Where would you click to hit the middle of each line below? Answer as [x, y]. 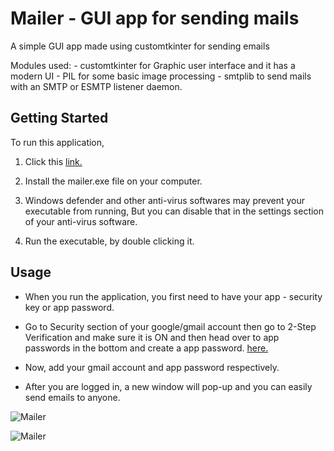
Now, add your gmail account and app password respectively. [152, 367]
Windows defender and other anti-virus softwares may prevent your [165, 200]
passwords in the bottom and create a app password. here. [146, 348]
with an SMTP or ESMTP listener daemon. [96, 86]
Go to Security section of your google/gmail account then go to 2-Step [170, 326]
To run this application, [57, 142]
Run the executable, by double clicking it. [109, 241]
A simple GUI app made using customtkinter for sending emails [140, 46]
